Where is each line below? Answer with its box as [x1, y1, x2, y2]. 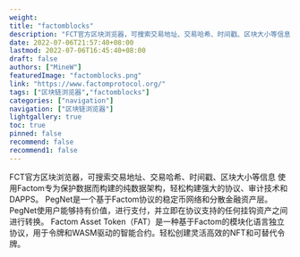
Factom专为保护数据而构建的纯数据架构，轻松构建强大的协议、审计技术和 [16, 182, 288, 193]
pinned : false [9, 129, 63, 138]
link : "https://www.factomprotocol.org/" [9, 79, 167, 88]
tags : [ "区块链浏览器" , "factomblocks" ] [9, 87, 150, 96]
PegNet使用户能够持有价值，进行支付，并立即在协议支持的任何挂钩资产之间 [9, 204, 288, 215]
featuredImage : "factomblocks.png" [9, 71, 142, 80]
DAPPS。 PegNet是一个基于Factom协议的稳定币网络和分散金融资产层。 [9, 194, 273, 204]
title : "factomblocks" [9, 21, 94, 30]
